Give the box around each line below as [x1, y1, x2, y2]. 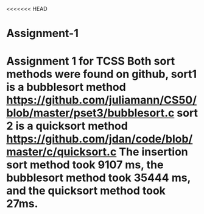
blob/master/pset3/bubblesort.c [6, 106, 175, 120]
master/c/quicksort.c [6, 145, 117, 159]
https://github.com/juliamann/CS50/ [6, 93, 197, 107]
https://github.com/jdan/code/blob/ [6, 132, 193, 146]
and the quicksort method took [6, 184, 166, 198]
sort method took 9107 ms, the [6, 158, 164, 172]
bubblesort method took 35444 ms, [6, 171, 191, 185]
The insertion [118, 145, 189, 159]
